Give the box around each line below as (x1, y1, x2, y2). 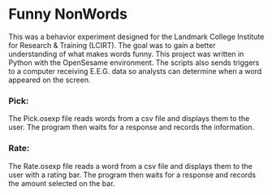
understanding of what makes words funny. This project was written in (8, 49, 244, 58)
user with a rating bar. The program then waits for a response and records (8, 170, 257, 180)
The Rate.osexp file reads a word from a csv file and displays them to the (8, 161, 253, 171)
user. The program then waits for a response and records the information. (8, 123, 254, 132)
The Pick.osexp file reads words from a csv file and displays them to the (8, 114, 250, 123)
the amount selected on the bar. (8, 178, 115, 188)
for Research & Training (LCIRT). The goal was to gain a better (8, 40, 217, 50)
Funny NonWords (8, 5, 128, 24)
